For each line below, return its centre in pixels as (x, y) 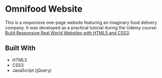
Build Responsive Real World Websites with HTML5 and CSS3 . (68, 33)
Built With (20, 48)
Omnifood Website (44, 9)
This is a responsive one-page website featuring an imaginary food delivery (81, 22)
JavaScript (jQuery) (32, 70)
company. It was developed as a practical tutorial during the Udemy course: (81, 27)
